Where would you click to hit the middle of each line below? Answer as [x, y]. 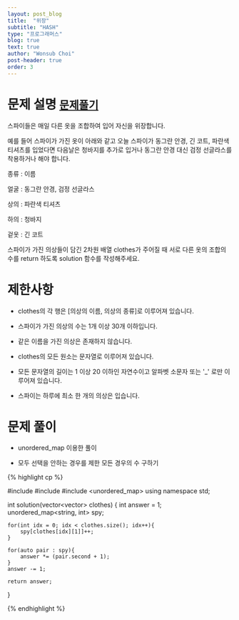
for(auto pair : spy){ [41, 551]
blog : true [24, 41]
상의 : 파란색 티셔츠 [34, 204]
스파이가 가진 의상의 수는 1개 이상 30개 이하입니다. [88, 326]
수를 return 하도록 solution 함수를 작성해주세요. [73, 258]
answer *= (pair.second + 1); [65, 557]
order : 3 [20, 67]
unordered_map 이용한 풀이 [57, 448]
